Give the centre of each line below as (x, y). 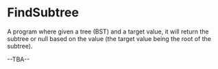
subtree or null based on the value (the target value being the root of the (109, 38)
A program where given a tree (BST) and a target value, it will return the (108, 31)
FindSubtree (43, 13)
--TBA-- (19, 59)
